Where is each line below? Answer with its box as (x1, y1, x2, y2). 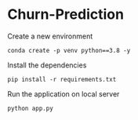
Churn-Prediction (7, 5, 125, 24)
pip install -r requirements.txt (7, 75, 117, 83)
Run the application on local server (7, 89, 120, 99)
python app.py (7, 104, 54, 112)
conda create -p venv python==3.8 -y (7, 46, 131, 54)
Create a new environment (7, 31, 93, 41)
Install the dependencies (7, 60, 87, 70)
